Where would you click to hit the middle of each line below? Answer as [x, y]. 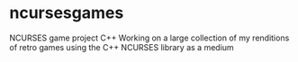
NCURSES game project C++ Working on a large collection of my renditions [149, 38]
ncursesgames [67, 13]
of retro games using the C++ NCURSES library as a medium [122, 47]
